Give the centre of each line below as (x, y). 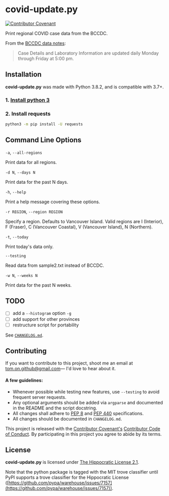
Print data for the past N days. (37, 182)
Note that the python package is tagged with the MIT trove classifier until (82, 472)
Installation (23, 75)
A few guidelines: (24, 380)
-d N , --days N (20, 172)
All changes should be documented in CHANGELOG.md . (67, 419)
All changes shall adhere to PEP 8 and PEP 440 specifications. (78, 413)
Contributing (26, 351)
